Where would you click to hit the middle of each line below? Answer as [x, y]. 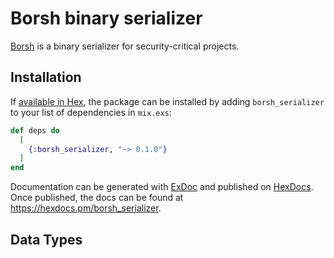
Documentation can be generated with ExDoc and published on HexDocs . [162, 187]
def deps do [35, 130]
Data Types [46, 239]
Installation [46, 77]
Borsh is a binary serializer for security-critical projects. [125, 46]
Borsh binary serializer [106, 18]
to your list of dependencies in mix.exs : [91, 112]
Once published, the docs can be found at [97, 198]
